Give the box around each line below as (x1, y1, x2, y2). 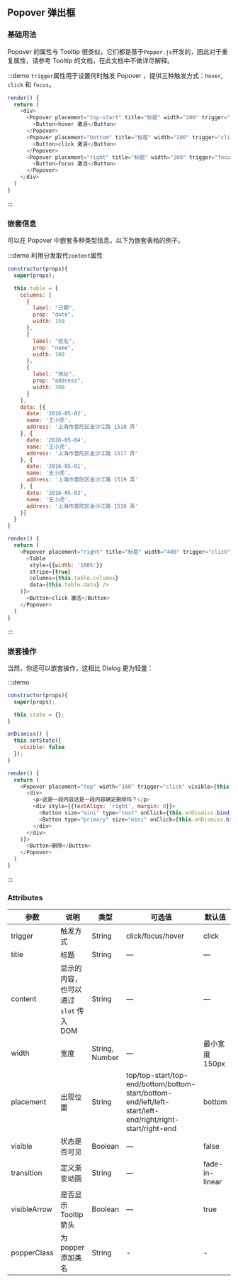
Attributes (7, 892, 43, 902)
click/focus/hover (126, 931, 185, 941)
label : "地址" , (33, 371, 76, 378)
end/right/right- (126, 1115, 179, 1125)
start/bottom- (126, 1088, 172, 1098)
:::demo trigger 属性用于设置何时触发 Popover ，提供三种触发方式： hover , (7, 71, 223, 80)
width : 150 (33, 318, 65, 325)
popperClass (11, 1248, 54, 1258)
